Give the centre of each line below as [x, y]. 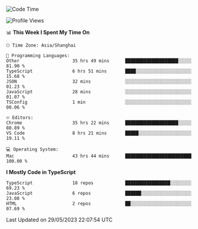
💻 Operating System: [33, 149]
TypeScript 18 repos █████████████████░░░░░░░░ [99, 183]
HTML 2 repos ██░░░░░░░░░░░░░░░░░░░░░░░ [99, 204]
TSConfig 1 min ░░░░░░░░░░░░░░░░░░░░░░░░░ [99, 102]
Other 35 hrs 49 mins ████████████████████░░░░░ [99, 61]
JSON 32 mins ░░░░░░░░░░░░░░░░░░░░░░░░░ [99, 81]
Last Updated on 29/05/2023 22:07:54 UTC [59, 220]
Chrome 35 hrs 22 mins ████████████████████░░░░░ [99, 123]
